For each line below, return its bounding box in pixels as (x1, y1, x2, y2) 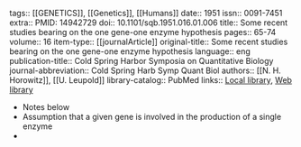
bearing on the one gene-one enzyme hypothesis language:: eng (9, 46, 251, 57)
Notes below (22, 102, 70, 112)
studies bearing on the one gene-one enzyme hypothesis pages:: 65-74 (9, 27, 277, 37)
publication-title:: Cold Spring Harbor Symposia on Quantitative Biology (9, 56, 274, 66)
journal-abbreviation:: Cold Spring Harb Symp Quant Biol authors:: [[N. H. (9, 65, 281, 76)
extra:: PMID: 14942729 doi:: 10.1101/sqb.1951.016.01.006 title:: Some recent (9, 17, 288, 28)
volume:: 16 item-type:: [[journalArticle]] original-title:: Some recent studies (9, 36, 288, 47)
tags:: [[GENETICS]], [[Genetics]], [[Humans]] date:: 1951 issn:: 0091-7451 (9, 8, 283, 18)
